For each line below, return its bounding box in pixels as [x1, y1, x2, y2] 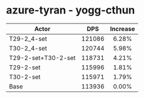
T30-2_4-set [9, 44, 47, 52]
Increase [110, 25, 135, 33]
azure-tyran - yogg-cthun [6, 4, 135, 17]
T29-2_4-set [9, 35, 47, 43]
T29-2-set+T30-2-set [9, 53, 76, 62]
